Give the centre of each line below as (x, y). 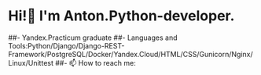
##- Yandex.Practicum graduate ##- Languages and (93, 37)
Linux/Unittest (31, 62)
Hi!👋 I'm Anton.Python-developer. (121, 16)
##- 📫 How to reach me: (95, 62)
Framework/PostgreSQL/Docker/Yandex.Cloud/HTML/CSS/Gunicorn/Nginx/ (130, 54)
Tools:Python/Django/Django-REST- (66, 45)
